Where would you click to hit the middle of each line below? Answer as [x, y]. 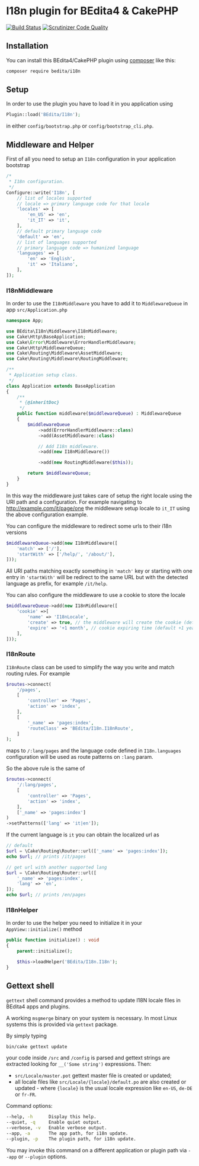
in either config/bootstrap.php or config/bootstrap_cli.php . [80, 126]
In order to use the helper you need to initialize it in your [74, 923]
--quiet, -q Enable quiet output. [54, 1122]
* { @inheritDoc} [39, 402]
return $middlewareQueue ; [60, 473]
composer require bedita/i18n [44, 71]
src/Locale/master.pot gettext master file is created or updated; [93, 1076]
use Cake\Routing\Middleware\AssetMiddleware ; [65, 353]
